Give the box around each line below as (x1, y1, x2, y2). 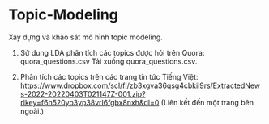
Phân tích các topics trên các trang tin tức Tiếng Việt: (19, 72, 199, 81)
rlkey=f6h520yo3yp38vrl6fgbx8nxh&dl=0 (19, 97, 160, 107)
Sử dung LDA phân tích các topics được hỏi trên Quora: (19, 48, 205, 57)
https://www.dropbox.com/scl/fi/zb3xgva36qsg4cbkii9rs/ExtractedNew (19, 81, 261, 90)
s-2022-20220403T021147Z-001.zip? (19, 89, 146, 98)
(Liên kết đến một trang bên (160, 97, 254, 107)
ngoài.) (19, 106, 45, 116)
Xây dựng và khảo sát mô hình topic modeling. (8, 32, 164, 42)
